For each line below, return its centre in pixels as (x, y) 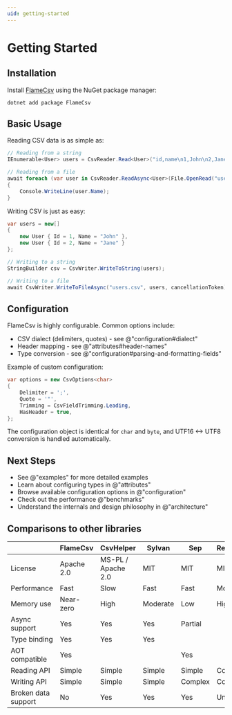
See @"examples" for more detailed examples (83, 478)
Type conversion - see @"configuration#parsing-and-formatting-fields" (119, 354)
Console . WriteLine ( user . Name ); (65, 191)
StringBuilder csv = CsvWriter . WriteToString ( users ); (86, 268)
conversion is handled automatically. (59, 439)
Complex (195, 681)
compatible (29, 659)
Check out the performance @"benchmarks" (81, 500)
